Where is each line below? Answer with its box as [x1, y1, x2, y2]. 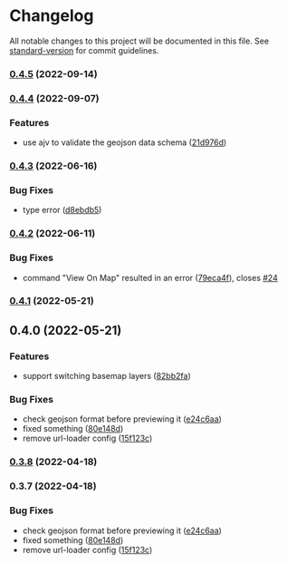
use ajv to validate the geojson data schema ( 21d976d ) [22, 137, 227, 148]
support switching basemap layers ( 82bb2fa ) [22, 371, 192, 382]
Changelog [9, 5, 94, 26]
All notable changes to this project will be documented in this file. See [9, 35, 270, 46]
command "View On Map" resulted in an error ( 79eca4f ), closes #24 [22, 272, 278, 283]
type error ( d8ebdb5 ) [22, 205, 102, 216]
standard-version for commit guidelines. [9, 44, 159, 55]
